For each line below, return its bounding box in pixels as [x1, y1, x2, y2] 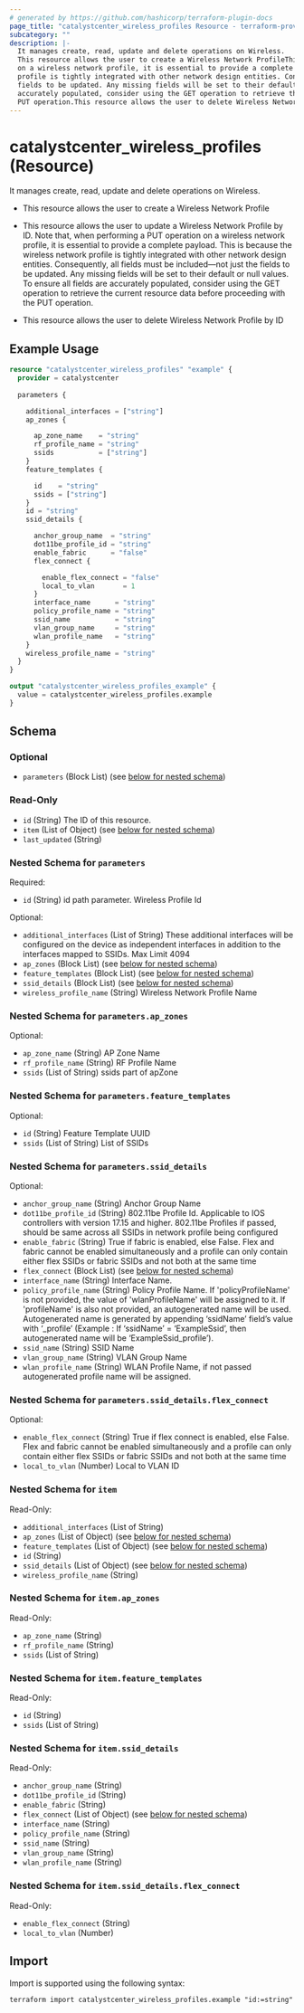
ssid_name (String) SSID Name [22, 1342, 135, 1353]
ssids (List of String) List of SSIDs [22, 1137, 149, 1148]
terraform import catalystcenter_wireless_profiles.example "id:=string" [9, 1995, 294, 2004]
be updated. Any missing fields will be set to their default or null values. [22, 269, 290, 280]
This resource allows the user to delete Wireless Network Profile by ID [22, 315, 284, 326]
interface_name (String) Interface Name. [22, 1275, 173, 1286]
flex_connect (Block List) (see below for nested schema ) [22, 1265, 234, 1276]
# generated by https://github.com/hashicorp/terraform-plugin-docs [9, 13, 273, 23]
